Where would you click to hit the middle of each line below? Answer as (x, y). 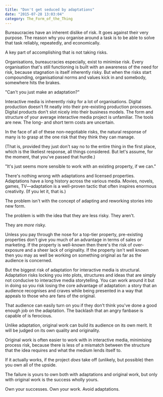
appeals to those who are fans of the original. (51, 296)
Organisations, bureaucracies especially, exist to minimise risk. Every (74, 62)
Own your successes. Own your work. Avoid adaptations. (63, 389)
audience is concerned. (29, 261)
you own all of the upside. (31, 365)
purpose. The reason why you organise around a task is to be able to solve (80, 38)
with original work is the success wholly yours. (52, 380)
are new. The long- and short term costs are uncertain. (60, 122)
